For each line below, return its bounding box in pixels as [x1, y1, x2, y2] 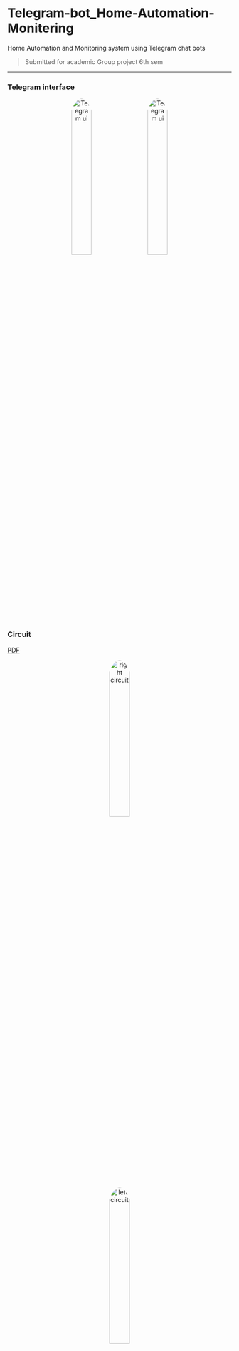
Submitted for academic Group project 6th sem [24, 57, 164, 66]
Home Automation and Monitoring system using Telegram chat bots [7, 43, 206, 52]
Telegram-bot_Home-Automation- [7, 5, 215, 21]
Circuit [7, 629, 32, 639]
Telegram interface [7, 82, 75, 92]
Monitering [7, 20, 75, 36]
